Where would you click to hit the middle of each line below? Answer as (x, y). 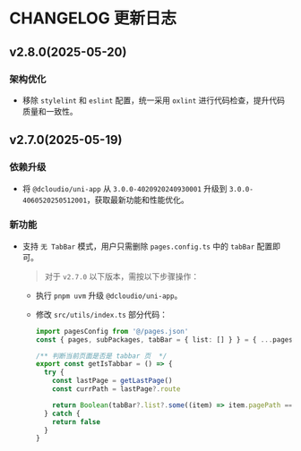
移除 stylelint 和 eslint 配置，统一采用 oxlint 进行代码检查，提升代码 (153, 100)
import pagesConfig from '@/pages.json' (112, 331)
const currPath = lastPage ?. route (116, 389)
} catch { (62, 413)
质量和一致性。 (50, 111)
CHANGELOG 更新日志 (93, 18)
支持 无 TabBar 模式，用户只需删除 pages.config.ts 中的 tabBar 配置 (147, 246)
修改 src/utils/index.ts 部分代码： (102, 314)
